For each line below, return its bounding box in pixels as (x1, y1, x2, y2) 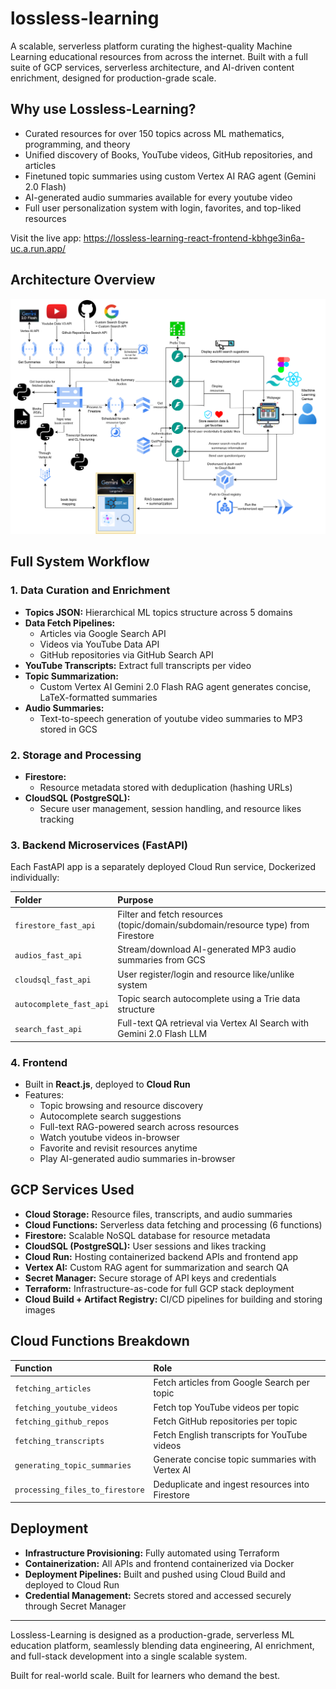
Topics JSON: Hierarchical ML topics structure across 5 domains (24, 606, 293, 618)
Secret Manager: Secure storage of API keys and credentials (24, 1272, 277, 1284)
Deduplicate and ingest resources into (153, 1478, 310, 1490)
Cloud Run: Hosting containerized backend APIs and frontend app (24, 1250, 299, 1262)
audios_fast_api (14, 950, 83, 961)
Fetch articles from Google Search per (153, 1377, 310, 1389)
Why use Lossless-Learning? (10, 101, 197, 118)
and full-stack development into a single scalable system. (10, 1650, 248, 1662)
